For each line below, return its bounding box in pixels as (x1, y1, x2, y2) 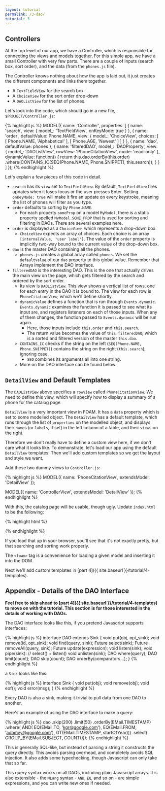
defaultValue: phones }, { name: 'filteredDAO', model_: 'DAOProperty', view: (5, 143, 158, 149)
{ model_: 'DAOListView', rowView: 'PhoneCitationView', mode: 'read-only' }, (5, 149, 160, 155)
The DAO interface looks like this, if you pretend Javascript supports (5, 619, 144, 626)
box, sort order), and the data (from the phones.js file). (5, 64, 116, 69)
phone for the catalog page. (5, 400, 62, 405)
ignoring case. (19, 351, 49, 357)
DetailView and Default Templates (5, 376, 111, 384)
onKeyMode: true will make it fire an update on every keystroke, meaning (12, 194, 159, 200)
